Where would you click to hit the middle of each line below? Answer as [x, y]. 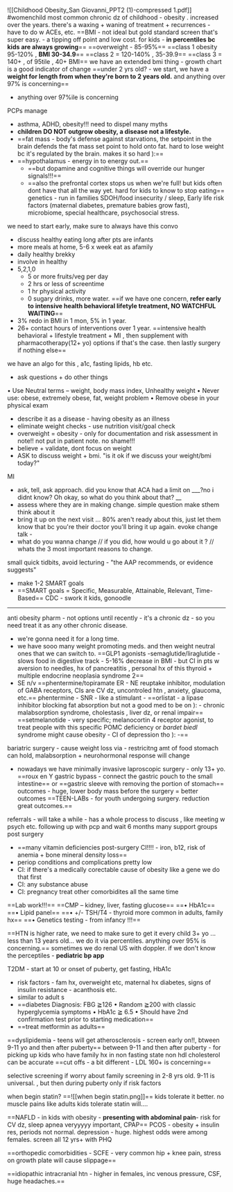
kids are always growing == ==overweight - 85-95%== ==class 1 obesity [112, 47]
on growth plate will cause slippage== [62, 1160]
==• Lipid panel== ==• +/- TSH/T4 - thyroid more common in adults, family [115, 913]
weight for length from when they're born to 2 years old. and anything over [116, 76]
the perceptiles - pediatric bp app [56, 955]
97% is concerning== [38, 84]
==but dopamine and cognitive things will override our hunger [116, 168]
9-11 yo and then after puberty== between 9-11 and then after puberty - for [114, 1047]
